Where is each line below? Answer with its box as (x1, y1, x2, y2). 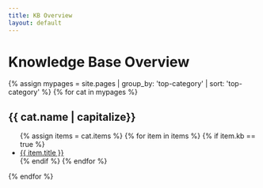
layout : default (8, 19, 62, 27)
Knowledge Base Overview (8, 53, 190, 71)
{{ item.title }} (19, 148, 64, 158)
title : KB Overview (8, 11, 73, 20)
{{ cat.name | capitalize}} (8, 110, 136, 123)
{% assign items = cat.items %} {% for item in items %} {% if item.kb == (19, 131, 256, 141)
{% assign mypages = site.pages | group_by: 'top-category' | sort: (8, 79, 225, 88)
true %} (19, 140, 45, 149)
